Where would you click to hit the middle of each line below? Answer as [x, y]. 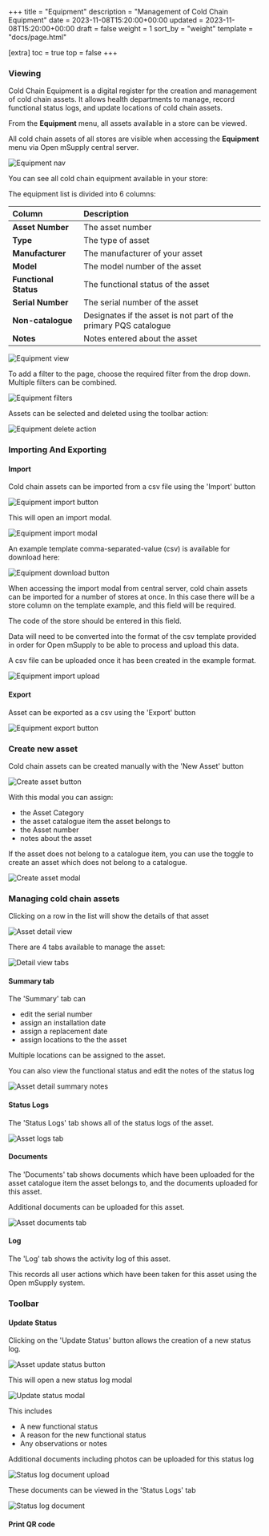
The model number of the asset [143, 266]
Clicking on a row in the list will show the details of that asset [109, 916]
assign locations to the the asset [73, 1040]
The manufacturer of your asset [143, 253]
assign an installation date [63, 1023]
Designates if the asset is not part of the [159, 316]
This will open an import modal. [60, 518]
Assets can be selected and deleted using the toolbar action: [108, 414]
